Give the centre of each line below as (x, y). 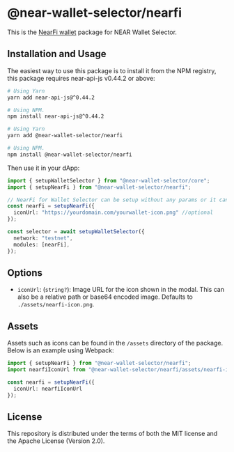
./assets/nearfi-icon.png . (56, 304)
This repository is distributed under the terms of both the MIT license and (112, 434)
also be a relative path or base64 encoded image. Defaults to (105, 297)
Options (25, 273)
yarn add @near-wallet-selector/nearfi (65, 136)
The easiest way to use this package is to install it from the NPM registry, (112, 70)
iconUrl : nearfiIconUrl (48, 389)
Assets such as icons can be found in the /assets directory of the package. (115, 343)
